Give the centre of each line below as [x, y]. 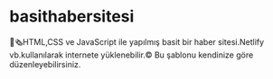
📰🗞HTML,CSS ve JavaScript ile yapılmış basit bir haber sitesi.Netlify [137, 41]
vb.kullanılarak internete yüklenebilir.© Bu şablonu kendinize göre [132, 55]
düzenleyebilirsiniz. [45, 64]
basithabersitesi [72, 17]
